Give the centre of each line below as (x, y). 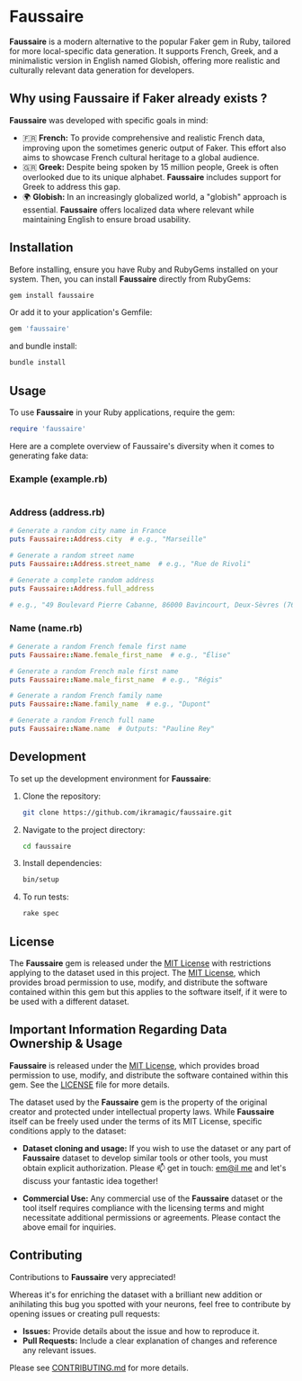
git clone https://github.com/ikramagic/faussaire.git (127, 812)
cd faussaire (47, 846)
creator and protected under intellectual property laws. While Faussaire (142, 1111)
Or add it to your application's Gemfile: (81, 312)
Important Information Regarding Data (118, 1029)
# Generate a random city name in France (88, 531)
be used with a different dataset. (70, 1002)
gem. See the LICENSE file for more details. (90, 1084)
